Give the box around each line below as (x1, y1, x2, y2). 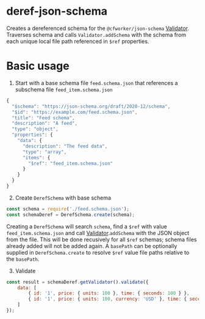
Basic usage (6, 59, 70, 73)
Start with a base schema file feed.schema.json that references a (15, 79, 178, 86)
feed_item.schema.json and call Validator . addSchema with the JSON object (6, 229, 190, 236)
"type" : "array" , (22, 149, 67, 155)
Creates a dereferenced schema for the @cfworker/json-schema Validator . (6, 24, 189, 32)
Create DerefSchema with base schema (15, 194, 112, 201)
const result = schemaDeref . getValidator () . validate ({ (6, 279, 149, 285)
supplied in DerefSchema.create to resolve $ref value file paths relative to (6, 249, 190, 256)
